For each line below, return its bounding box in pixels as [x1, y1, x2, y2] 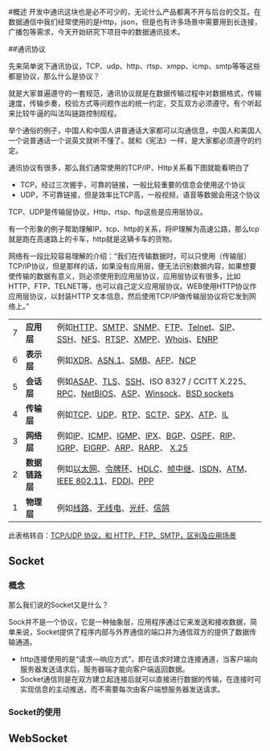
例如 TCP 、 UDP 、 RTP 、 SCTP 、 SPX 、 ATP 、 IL [56, 409, 229, 420]
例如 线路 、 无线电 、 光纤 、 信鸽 [56, 503, 170, 513]
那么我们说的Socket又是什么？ [8, 600, 109, 609]
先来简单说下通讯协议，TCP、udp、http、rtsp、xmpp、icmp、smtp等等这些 [8, 61, 261, 71]
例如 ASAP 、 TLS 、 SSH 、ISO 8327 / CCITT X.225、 [56, 376, 252, 387]
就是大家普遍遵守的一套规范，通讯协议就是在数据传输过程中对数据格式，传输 [8, 88, 262, 98]
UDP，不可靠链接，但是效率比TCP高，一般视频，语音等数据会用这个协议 [19, 190, 261, 199]
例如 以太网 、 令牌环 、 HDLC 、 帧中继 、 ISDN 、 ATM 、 [56, 463, 253, 474]
